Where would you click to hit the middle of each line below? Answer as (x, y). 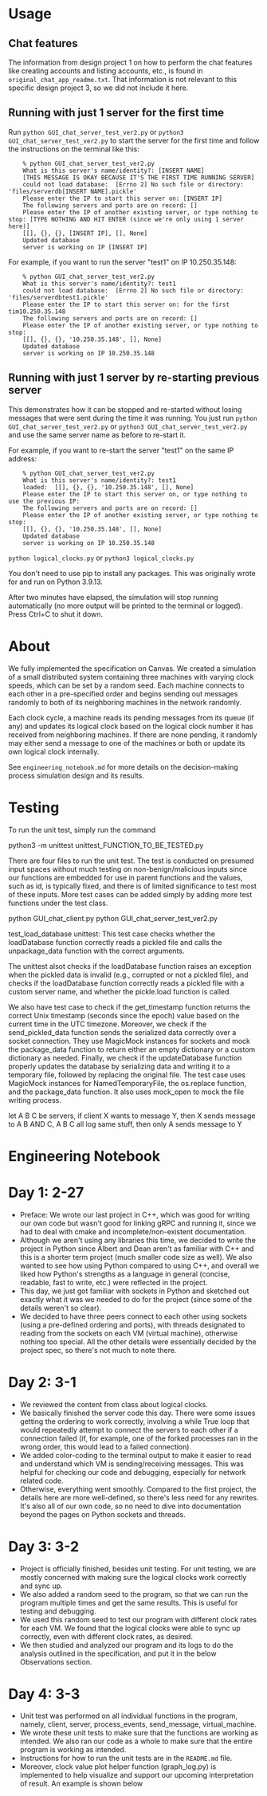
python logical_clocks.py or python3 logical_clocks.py (101, 558)
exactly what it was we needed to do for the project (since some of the (136, 1299)
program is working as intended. (73, 1750)
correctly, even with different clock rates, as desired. (106, 1636)
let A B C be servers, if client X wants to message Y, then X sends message (132, 1116)
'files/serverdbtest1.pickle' (59, 297)
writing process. (35, 1100)
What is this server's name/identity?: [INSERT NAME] (114, 171)
